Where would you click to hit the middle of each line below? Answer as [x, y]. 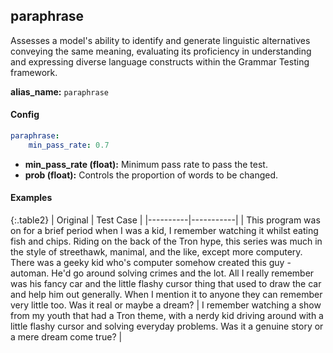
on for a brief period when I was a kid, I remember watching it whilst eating [164, 230]
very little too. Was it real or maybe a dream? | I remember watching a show [166, 305]
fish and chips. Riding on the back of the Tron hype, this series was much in [166, 241]
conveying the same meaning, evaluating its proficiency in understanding [161, 51]
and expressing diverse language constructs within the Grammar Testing [160, 61]
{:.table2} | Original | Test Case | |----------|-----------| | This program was [165, 220]
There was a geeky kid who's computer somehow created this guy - [151, 262]
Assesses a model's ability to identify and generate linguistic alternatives [160, 40]
